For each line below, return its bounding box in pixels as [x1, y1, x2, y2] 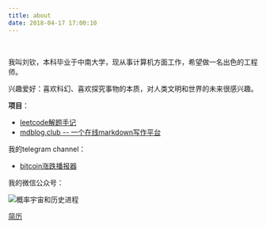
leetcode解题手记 [19, 117, 77, 127]
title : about [8, 11, 51, 20]
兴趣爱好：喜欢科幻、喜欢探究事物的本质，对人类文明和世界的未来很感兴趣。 [8, 84, 258, 93]
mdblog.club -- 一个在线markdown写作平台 [19, 127, 161, 137]
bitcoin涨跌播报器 [19, 161, 78, 170]
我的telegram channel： [8, 144, 86, 154]
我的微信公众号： [8, 177, 64, 187]
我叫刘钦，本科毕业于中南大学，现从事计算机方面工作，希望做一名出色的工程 [8, 57, 258, 66]
